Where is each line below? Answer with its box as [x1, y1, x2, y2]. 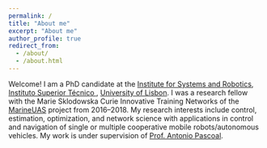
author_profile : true [8, 34, 82, 43]
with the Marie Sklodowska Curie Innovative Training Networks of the [8, 96, 240, 106]
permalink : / [8, 11, 53, 20]
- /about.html [15, 57, 63, 66]
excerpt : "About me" [8, 27, 78, 35]
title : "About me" [8, 19, 70, 27]
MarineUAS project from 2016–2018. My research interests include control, [8, 104, 257, 114]
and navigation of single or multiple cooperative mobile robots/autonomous [8, 122, 259, 132]
